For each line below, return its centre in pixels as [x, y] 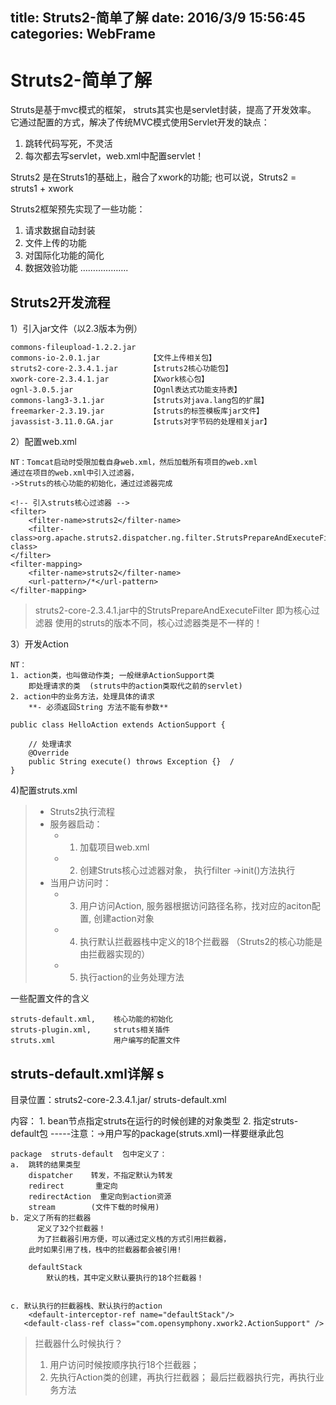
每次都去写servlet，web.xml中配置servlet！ [114, 156]
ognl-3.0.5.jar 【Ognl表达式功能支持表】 [126, 390]
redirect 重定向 [73, 1186]
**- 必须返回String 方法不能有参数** [98, 708]
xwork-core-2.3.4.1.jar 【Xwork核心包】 [110, 379]
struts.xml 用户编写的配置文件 [95, 1041]
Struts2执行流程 [82, 812]
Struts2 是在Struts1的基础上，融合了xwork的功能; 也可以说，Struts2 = [153, 177]
